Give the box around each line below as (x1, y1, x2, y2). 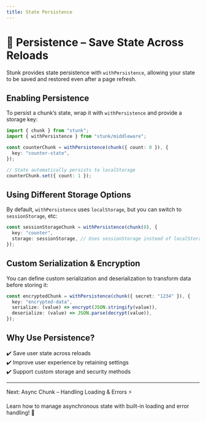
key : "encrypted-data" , (12, 299, 72, 305)
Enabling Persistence (6, 93, 90, 103)
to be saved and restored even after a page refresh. (6, 75, 137, 83)
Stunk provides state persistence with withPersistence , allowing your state (6, 69, 195, 76)
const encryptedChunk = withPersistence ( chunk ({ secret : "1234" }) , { (6, 293, 191, 299)
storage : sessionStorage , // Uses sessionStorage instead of (12, 236, 172, 242)
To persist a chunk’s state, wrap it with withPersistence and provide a (6, 109, 182, 117)
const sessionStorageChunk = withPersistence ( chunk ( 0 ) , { (6, 224, 158, 231)
